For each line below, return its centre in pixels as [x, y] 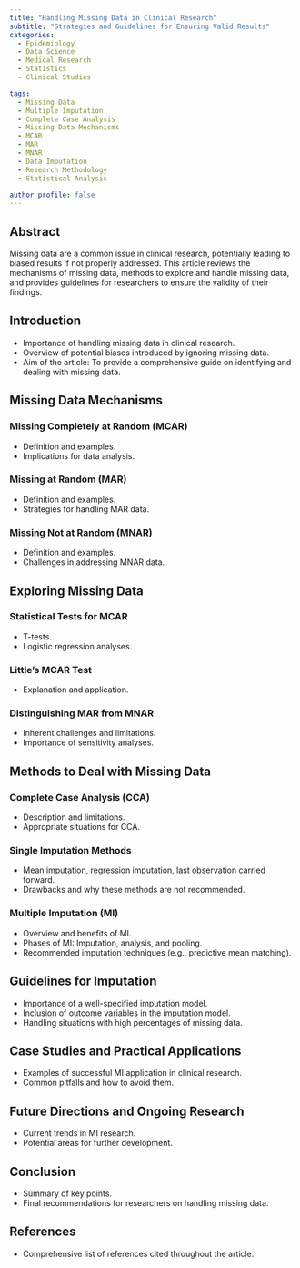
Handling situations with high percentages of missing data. [132, 1022]
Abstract [35, 232]
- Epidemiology [46, 43]
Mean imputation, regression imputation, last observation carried [144, 870]
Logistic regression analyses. [77, 646]
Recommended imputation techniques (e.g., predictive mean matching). [157, 952]
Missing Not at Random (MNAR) [81, 532]
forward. [39, 880]
